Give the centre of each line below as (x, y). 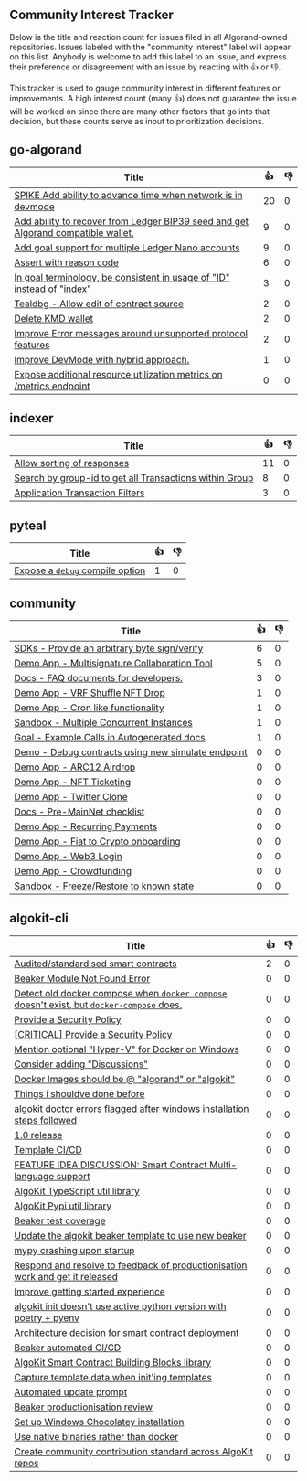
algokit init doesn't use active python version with (120, 1306)
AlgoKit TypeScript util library (77, 1190)
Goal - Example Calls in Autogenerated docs (110, 738)
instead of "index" (53, 289)
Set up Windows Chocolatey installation (99, 1422)
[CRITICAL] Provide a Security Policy (93, 1034)
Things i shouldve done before (79, 1093)
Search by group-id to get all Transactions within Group (134, 478)
